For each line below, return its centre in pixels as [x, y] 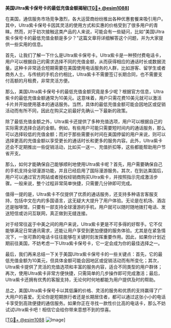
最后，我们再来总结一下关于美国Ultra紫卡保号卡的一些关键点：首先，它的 [82, 254]
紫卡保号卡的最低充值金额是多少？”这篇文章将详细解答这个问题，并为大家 [82, 38]
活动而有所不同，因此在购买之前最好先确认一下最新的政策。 [68, 111]
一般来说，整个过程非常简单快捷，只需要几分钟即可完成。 [74, 183]
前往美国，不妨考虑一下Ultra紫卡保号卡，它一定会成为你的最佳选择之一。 [86, 243]
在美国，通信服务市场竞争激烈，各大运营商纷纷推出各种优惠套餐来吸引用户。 [85, 19]
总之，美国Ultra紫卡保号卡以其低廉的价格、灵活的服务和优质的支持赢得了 [82, 291]
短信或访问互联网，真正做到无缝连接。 [50, 213]
